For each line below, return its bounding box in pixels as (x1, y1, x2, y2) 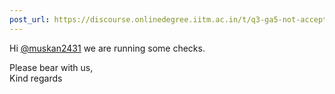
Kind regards (9, 72, 63, 84)
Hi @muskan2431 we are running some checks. (9, 42, 206, 54)
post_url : (9, 14, 51, 25)
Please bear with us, (9, 61, 94, 73)
